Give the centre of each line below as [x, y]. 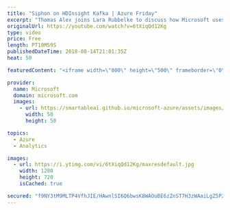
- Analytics [30, 146]
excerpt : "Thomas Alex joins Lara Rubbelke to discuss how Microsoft [108, 20]
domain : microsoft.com [46, 95]
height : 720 [36, 178]
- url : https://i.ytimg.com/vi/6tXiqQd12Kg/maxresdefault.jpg [104, 165]
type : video [24, 32]
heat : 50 [20, 58]
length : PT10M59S [32, 45]
